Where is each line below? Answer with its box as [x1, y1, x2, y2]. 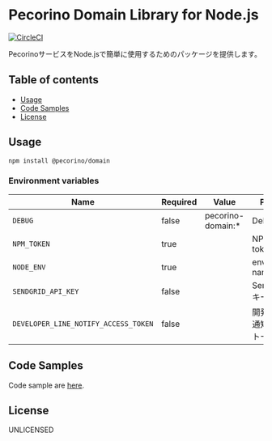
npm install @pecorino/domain [8, 156, 111, 165]
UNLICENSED [8, 425, 54, 435]
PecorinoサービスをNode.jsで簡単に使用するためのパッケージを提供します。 [8, 49, 261, 58]
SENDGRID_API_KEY [12, 286, 79, 296]
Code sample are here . [8, 380, 85, 390]
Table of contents [8, 73, 99, 87]
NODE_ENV [12, 262, 46, 272]
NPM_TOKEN [12, 239, 50, 248]
